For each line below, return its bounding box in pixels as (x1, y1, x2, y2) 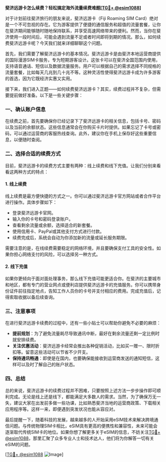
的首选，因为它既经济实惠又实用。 (5, 75, 75, 81)
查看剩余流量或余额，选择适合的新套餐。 (12, 222, 95, 228)
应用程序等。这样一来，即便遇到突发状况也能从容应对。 (5, 406, 118, 412)
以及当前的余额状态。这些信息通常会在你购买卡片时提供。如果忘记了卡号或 (5, 124, 157, 131)
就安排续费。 (12, 337, 39, 343)
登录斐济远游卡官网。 (12, 209, 56, 215)
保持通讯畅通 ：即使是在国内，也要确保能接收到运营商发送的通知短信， (12, 355, 156, 361)
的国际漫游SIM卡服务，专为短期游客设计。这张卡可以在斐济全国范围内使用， (5, 57, 161, 63)
